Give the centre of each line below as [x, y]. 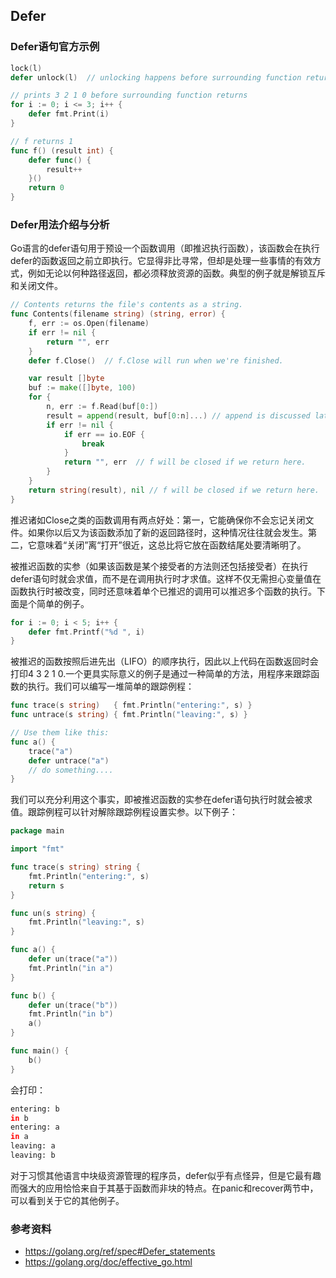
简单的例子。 [63, 603]
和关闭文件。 [36, 286]
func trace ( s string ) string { [75, 867]
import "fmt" [37, 849]
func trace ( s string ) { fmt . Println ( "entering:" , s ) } [131, 705]
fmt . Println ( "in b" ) [71, 1014]
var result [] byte [66, 379]
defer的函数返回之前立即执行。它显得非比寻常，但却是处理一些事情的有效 [161, 261]
